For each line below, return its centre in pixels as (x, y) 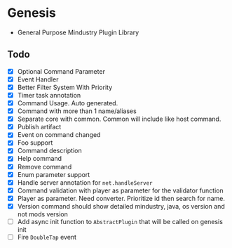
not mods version (43, 214)
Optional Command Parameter (61, 71)
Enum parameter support (54, 174)
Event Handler (38, 79)
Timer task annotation (49, 95)
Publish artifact (39, 127)
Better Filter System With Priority (65, 87)
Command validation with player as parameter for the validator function (120, 190)
